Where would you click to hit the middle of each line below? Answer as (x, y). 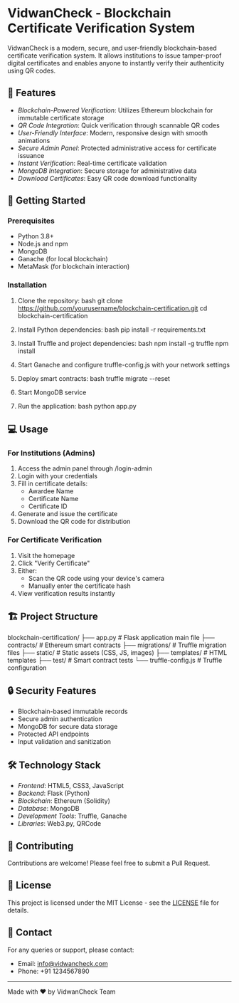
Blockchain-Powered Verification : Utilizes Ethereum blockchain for (115, 110)
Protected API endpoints (53, 734)
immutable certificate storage (61, 117)
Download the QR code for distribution (74, 522)
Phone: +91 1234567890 (54, 971)
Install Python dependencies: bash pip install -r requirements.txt (112, 330)
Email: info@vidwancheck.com (63, 963)
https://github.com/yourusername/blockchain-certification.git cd (112, 308)
